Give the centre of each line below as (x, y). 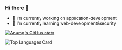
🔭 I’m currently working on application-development (64, 18)
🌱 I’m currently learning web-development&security (64, 23)
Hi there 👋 (17, 8)
